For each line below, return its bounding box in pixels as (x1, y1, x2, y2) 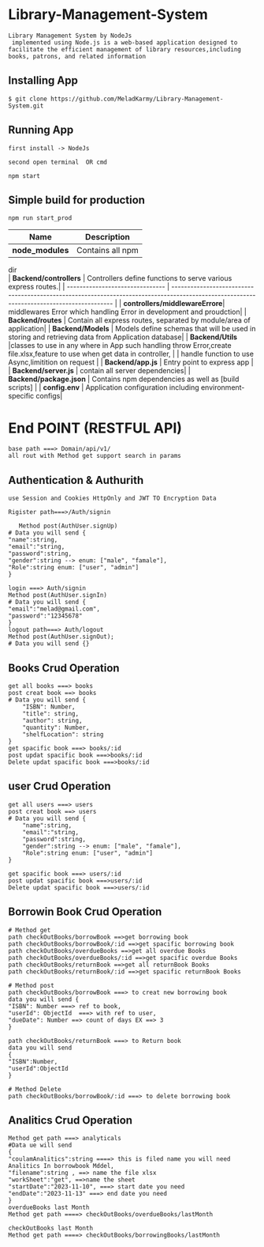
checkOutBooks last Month (8, 1224, 93, 1233)
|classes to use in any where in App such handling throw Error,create (8, 341, 232, 350)
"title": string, (22, 709, 80, 717)
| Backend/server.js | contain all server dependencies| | (8, 366, 191, 376)
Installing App (8, 74, 79, 88)
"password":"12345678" (8, 612, 83, 620)
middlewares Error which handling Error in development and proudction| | (8, 307, 247, 317)
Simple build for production (8, 193, 146, 206)
